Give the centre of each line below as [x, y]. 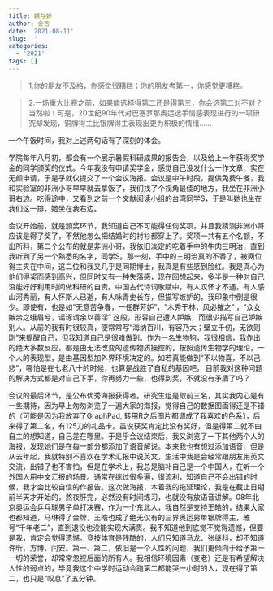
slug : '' [23, 39]
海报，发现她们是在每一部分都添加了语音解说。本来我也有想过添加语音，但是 [136, 446]
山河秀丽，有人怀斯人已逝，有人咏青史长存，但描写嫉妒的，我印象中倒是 [129, 297]
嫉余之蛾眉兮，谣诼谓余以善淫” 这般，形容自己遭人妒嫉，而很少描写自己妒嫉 [136, 317]
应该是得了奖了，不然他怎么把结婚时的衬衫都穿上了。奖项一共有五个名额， [133, 236]
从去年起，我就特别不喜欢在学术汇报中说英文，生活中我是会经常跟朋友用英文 [136, 456]
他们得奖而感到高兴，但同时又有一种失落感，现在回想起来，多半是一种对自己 [136, 276]
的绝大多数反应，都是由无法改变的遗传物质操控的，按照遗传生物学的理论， [133, 347]
